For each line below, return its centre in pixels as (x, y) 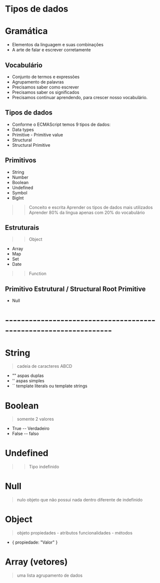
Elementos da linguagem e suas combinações (58, 45)
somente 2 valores (35, 419)
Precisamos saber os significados (46, 92)
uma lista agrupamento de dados (50, 575)
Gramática (26, 31)
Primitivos (21, 161)
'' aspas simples (28, 381)
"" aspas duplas (28, 376)
